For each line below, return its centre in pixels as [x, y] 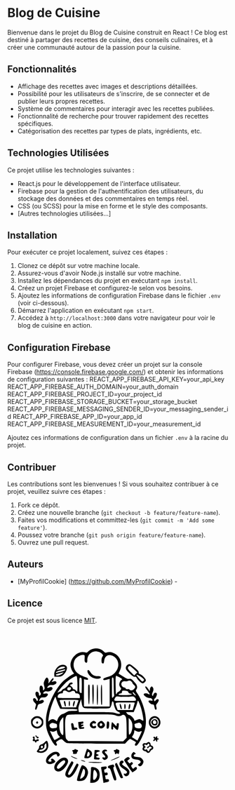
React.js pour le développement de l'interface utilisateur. [99, 183]
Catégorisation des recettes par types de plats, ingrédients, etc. [109, 130]
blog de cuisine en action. [55, 326]
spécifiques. [35, 123]
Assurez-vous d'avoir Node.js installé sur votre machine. [99, 273]
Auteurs [26, 564]
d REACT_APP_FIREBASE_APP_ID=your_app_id [75, 417]
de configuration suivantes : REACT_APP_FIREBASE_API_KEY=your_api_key [116, 380]
